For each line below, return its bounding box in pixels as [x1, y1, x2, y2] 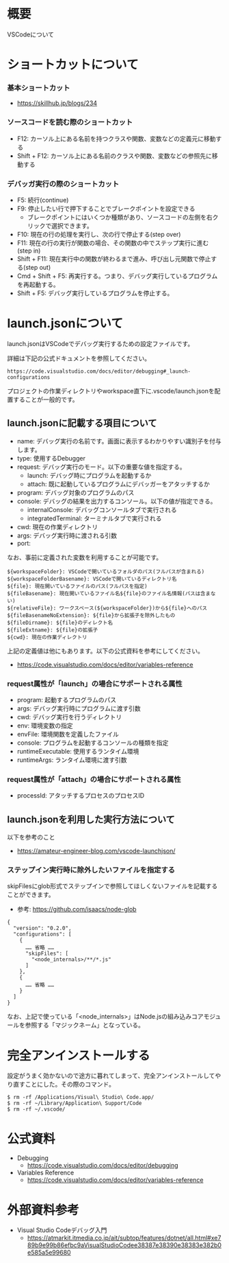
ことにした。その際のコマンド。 [25, 1080, 115, 1089]
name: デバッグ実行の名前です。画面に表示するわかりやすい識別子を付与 [16, 437, 221, 445]
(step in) [16, 246, 41, 255]
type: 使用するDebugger [16, 454, 85, 462]
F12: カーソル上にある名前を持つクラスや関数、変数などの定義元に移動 [16, 135, 216, 143]
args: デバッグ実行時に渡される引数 [16, 531, 118, 540]
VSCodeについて [7, 30, 55, 38]
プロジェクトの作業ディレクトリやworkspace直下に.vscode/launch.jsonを [7, 386, 215, 395]
